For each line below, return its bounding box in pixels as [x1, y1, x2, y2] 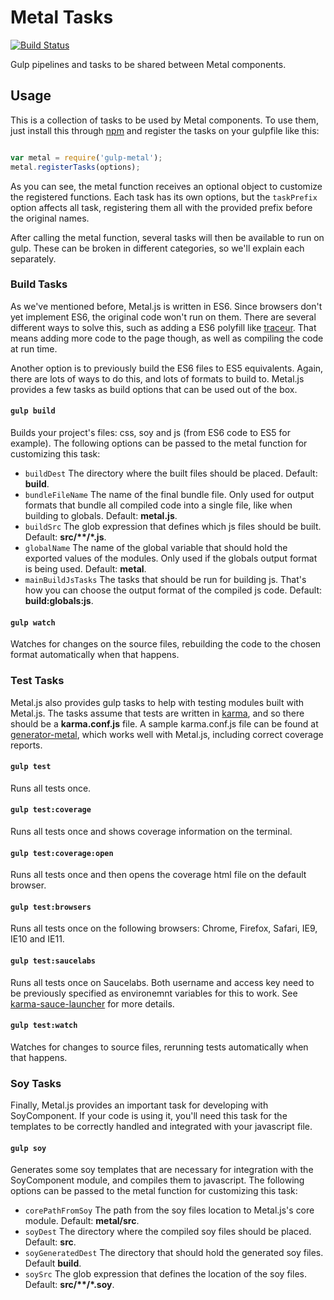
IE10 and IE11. [10, 933, 65, 945]
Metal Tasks [10, 6, 114, 29]
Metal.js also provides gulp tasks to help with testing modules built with [10, 696, 305, 708]
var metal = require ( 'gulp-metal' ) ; [10, 152, 163, 163]
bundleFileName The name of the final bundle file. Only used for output [24, 489, 315, 500]
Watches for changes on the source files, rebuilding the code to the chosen [10, 638, 322, 650]
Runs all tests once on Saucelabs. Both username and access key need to [10, 976, 315, 988]
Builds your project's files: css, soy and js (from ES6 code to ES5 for [10, 427, 292, 438]
